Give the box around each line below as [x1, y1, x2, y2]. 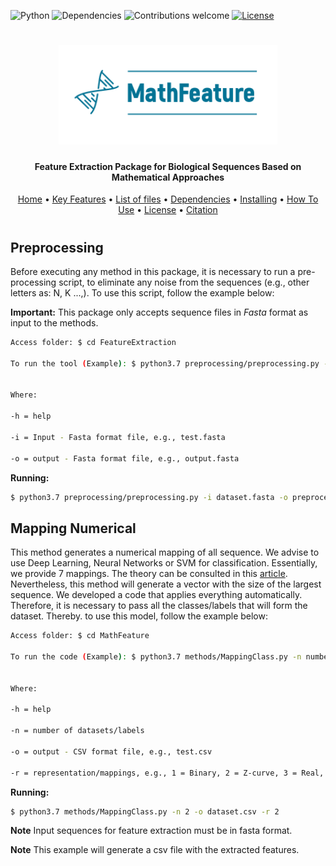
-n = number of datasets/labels [10, 726, 145, 736]
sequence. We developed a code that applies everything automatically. [10, 589, 303, 601]
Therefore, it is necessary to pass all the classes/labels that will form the [10, 600, 308, 612]
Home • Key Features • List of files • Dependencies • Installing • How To [17, 193, 319, 205]
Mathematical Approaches [111, 171, 225, 183]
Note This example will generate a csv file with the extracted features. [10, 844, 300, 856]
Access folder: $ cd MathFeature [10, 631, 150, 641]
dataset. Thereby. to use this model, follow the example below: [10, 610, 268, 622]
